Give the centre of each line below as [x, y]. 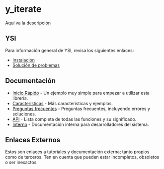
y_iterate [23, 9]
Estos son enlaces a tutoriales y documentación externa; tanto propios [77, 152]
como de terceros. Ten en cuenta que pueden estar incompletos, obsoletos [82, 157]
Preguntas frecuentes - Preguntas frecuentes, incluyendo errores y [81, 109]
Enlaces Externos [33, 140]
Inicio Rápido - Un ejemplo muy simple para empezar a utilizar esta [81, 93]
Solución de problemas [36, 65]
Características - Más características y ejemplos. [63, 103]
